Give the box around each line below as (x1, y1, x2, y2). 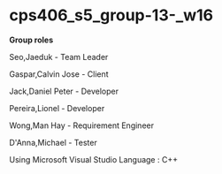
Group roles (9, 34, 54, 45)
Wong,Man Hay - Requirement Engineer (9, 120, 155, 131)
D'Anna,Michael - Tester (9, 137, 97, 148)
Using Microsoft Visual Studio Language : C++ (9, 154, 179, 164)
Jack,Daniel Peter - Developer (9, 86, 119, 96)
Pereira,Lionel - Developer (9, 102, 105, 113)
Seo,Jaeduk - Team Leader (9, 51, 109, 62)
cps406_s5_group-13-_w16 (9, 5, 214, 26)
